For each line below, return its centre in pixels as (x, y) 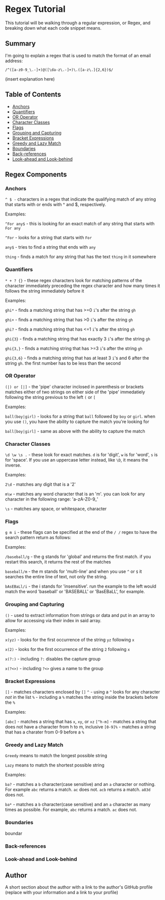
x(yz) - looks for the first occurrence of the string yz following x (70, 640)
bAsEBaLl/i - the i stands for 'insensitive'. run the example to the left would (81, 586)
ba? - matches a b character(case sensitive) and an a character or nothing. (81, 784)
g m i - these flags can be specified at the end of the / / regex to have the (81, 532)
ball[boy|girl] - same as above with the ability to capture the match (75, 431)
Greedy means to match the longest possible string (56, 756)
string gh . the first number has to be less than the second (63, 363)
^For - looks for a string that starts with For (49, 238)
